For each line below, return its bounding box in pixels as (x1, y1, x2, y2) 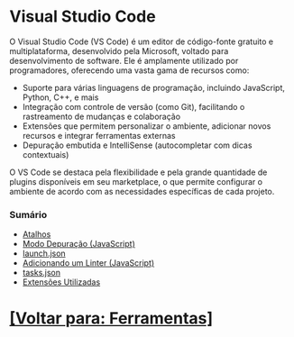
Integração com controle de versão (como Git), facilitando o (22, 101, 245, 112)
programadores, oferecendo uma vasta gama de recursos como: (9, 65, 250, 76)
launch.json (22, 248, 66, 259)
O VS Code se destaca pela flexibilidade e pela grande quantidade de (9, 167, 268, 178)
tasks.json (22, 268, 61, 278)
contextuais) (22, 149, 69, 159)
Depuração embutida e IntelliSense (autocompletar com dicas (22, 140, 253, 150)
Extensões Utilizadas (22, 277, 101, 287)
